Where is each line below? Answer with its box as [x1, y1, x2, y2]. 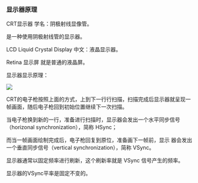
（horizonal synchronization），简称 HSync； [6, 124, 117, 131]
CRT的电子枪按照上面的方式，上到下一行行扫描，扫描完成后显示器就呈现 [6, 95, 186, 103]
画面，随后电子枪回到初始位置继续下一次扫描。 [11, 103, 128, 111]
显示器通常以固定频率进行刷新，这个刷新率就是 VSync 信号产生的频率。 [6, 157, 184, 164]
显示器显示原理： [6, 71, 49, 79]
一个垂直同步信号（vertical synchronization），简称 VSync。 [6, 144, 155, 152]
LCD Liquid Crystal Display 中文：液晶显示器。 [6, 46, 122, 53]
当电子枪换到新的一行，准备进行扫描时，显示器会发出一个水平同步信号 [6, 116, 181, 123]
